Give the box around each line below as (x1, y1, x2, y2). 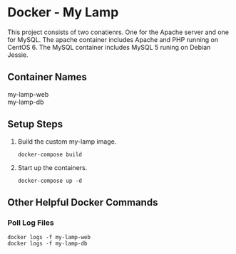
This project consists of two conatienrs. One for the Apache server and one (7, 28, 230, 36)
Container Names (7, 71, 87, 83)
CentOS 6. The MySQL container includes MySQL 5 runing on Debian (7, 43, 211, 51)
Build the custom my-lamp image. (17, 137, 117, 146)
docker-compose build (17, 151, 82, 158)
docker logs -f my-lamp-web (7, 234, 91, 241)
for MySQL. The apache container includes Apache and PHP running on (7, 35, 219, 43)
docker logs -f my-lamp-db (7, 240, 88, 248)
